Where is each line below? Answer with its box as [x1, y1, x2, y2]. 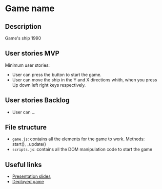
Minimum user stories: [5, 62, 50, 68]
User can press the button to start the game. [12, 72, 101, 77]
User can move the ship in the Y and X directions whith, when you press [12, 76, 157, 83]
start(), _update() [12, 141, 46, 147]
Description [5, 22, 41, 31]
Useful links [5, 160, 42, 169]
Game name [5, 3, 55, 14]
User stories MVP [5, 49, 60, 57]
